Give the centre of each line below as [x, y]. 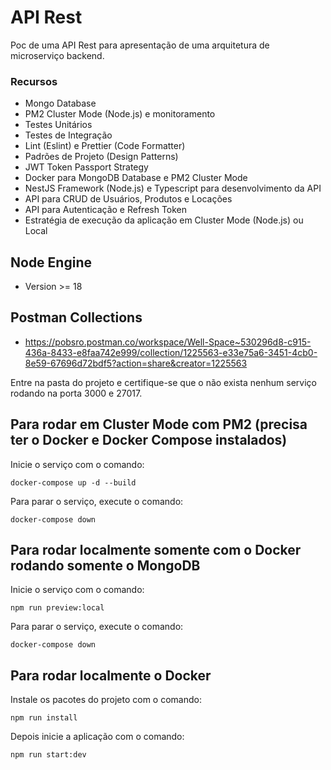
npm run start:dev [48, 755]
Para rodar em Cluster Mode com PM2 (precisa [159, 424]
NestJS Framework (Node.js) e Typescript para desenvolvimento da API [173, 188]
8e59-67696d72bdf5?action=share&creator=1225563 [136, 363]
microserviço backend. [57, 55]
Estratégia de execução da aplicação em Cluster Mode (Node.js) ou [164, 220]
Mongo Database [60, 103]
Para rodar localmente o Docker [111, 675]
